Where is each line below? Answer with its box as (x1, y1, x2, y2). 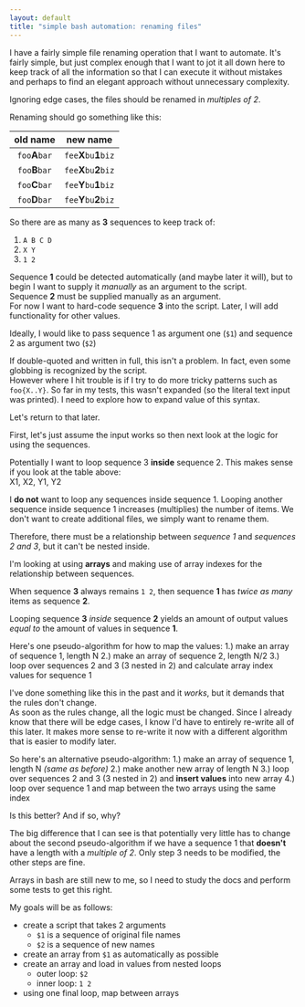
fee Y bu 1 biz (63, 178, 115, 191)
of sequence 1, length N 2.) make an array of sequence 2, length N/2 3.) (9, 650, 280, 661)
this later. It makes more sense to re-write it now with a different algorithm (9, 726, 288, 737)
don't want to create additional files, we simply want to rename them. (9, 513, 269, 524)
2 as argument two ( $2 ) (9, 337, 97, 348)
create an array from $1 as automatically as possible (22, 949, 219, 960)
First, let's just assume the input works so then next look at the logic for (9, 429, 279, 440)
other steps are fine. (9, 856, 86, 867)
